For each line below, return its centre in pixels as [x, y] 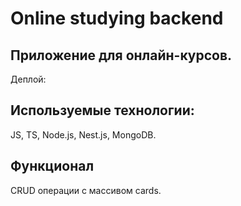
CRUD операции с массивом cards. [86, 190]
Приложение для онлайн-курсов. [121, 55]
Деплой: [28, 79]
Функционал [52, 166]
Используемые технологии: [102, 110]
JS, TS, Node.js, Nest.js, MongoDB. [83, 134]
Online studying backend [117, 18]
